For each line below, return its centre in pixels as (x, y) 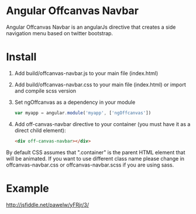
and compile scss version (45, 91)
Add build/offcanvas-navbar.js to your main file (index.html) (86, 73)
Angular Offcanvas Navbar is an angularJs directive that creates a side (91, 27)
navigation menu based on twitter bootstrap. (59, 33)
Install (21, 57)
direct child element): (40, 130)
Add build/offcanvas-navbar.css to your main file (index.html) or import (100, 84)
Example (27, 188)
